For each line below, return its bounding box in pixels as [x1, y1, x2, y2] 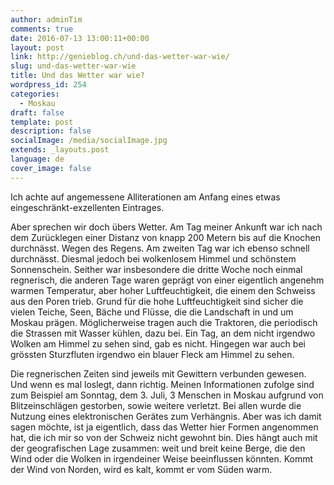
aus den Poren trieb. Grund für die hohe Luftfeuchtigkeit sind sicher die [10, 295, 304, 307]
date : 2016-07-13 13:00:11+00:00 [10, 33, 150, 43]
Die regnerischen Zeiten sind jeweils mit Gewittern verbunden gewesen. [10, 367, 307, 380]
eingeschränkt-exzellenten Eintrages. [10, 201, 165, 213]
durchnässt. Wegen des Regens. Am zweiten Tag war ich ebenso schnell [10, 242, 310, 254]
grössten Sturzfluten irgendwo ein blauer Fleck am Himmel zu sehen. [10, 348, 295, 360]
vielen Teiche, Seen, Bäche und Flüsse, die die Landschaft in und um [10, 306, 294, 318]
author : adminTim [10, 14, 83, 25]
